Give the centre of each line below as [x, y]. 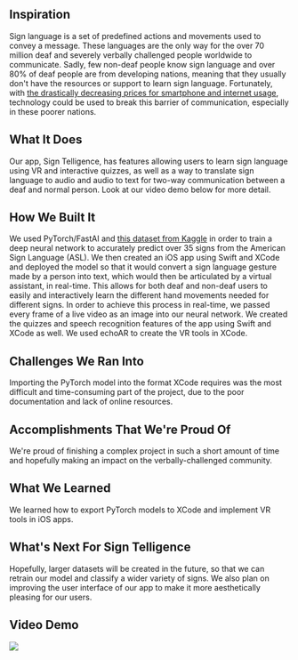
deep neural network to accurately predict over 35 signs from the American [148, 248]
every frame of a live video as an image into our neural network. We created [149, 314]
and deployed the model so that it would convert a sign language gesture [143, 267]
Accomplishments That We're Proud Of [120, 429]
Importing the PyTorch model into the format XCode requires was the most [146, 382]
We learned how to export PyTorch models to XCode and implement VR [140, 510]
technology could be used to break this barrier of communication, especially [149, 102]
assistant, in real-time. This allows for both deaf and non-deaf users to [139, 286]
